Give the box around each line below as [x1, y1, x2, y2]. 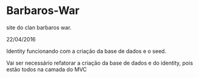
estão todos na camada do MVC [6, 65, 87, 73]
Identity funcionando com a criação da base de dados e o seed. [6, 47, 167, 55]
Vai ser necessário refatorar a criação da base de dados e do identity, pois [6, 59, 194, 66]
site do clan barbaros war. [6, 24, 72, 31]
